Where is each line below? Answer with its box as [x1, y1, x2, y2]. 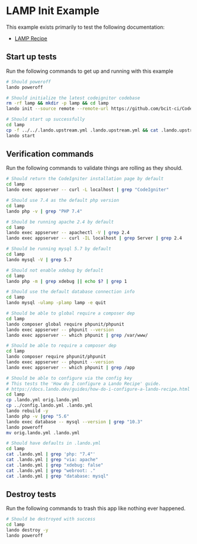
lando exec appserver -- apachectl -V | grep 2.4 [6, 230, 130, 236]
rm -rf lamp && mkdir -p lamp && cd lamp [6, 100, 109, 106]
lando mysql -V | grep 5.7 [6, 256, 72, 262]
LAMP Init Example [6, 4, 100, 18]
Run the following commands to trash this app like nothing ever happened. [6, 505, 186, 512]
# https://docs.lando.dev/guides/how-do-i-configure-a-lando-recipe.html [6, 386, 191, 392]
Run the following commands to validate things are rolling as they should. [6, 164, 183, 171]
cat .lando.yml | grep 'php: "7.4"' [6, 451, 96, 457]
